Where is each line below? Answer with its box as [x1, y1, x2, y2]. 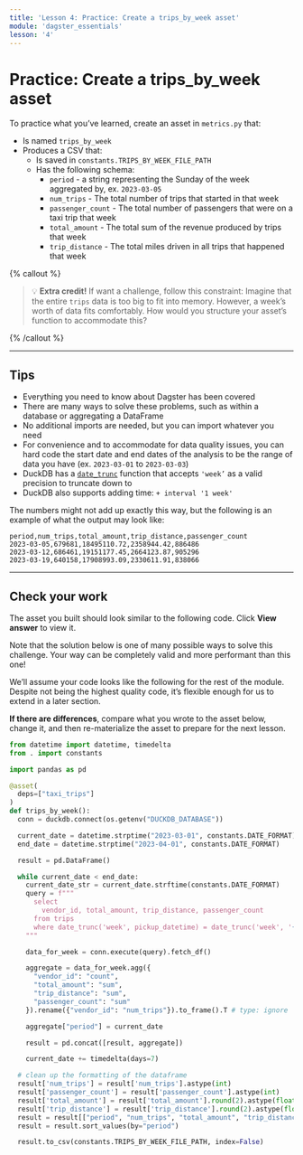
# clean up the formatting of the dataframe [17, 1071, 188, 1080]
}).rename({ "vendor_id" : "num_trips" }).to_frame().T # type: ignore [25, 1005, 289, 1015]
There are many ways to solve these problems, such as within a [22, 401, 259, 412]
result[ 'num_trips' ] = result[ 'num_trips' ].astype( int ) [17, 1079, 232, 1089]
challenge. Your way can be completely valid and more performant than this [9, 649, 291, 660]
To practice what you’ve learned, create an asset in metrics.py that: [9, 118, 262, 129]
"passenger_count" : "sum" [32, 997, 131, 1006]
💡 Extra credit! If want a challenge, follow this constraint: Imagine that [31, 286, 292, 296]
